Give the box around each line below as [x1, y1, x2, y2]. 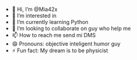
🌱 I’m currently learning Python [11, 19, 89, 25]
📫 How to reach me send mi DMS [11, 32, 96, 38]
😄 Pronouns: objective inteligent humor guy [11, 40, 121, 47]
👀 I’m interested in [11, 12, 57, 19]
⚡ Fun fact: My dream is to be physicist [11, 47, 108, 54]
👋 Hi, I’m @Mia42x [11, 6, 58, 13]
